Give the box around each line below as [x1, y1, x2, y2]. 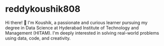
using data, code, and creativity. [5, 35, 71, 41]
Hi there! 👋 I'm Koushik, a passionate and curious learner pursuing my [5, 20, 148, 25]
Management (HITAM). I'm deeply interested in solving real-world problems [5, 30, 160, 36]
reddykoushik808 [5, 3, 81, 15]
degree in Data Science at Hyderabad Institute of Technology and [5, 24, 139, 30]
